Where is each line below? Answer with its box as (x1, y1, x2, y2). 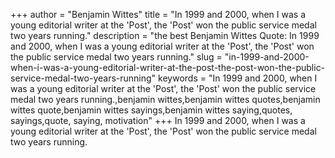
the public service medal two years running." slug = (10, 51, 223, 63)
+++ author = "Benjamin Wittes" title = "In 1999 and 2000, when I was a (10, 9, 306, 20)
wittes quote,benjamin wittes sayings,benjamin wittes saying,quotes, (10, 104, 293, 116)
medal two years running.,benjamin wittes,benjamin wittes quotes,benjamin (10, 94, 321, 105)
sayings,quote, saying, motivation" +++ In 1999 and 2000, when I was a (10, 115, 306, 126)
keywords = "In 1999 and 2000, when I (158, 72, 318, 84)
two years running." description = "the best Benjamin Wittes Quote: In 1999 (10, 30, 320, 41)
